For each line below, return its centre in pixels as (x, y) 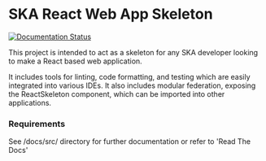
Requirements (37, 124)
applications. (30, 102)
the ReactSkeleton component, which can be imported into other (117, 94)
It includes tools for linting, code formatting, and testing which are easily (129, 76)
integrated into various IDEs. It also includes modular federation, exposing (132, 85)
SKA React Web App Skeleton (111, 14)
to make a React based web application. (75, 61)
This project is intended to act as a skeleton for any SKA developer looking (133, 52)
